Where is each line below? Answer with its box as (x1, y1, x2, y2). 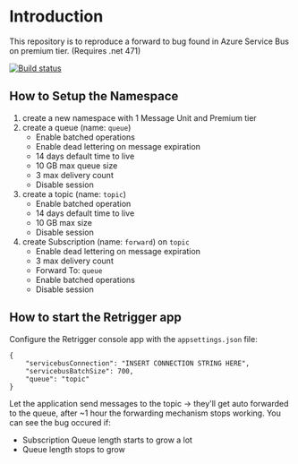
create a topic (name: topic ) (21, 188, 127, 199)
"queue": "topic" (25, 374, 90, 383)
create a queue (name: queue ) (21, 122, 132, 133)
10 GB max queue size (35, 159, 118, 171)
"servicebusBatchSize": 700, (25, 366, 134, 375)
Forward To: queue (35, 264, 103, 275)
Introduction (9, 6, 104, 27)
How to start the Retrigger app (9, 310, 182, 325)
